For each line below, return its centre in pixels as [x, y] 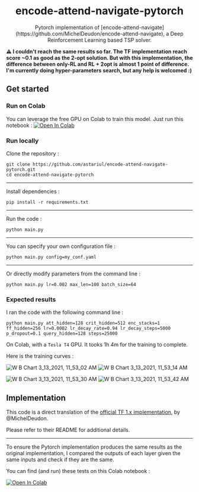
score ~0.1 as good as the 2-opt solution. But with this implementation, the [99, 58]
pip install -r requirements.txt [47, 202]
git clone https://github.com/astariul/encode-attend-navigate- [87, 164]
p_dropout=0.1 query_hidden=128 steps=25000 [62, 334]
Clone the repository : [33, 153]
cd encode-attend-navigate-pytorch [50, 174]
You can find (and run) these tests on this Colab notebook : [78, 471]
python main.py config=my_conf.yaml [51, 257]
